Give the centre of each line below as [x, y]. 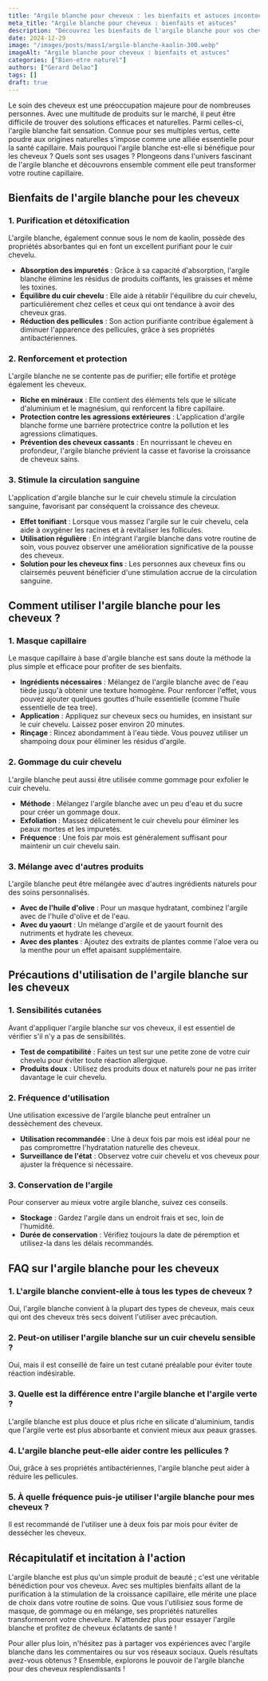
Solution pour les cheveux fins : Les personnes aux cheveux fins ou [132, 564]
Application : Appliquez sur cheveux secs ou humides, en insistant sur [136, 716]
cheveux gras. [43, 313]
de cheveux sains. [49, 459]
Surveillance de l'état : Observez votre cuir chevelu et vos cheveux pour [140, 1156]
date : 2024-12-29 [37, 38]
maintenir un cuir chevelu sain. [70, 845]
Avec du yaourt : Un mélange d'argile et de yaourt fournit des [121, 925]
